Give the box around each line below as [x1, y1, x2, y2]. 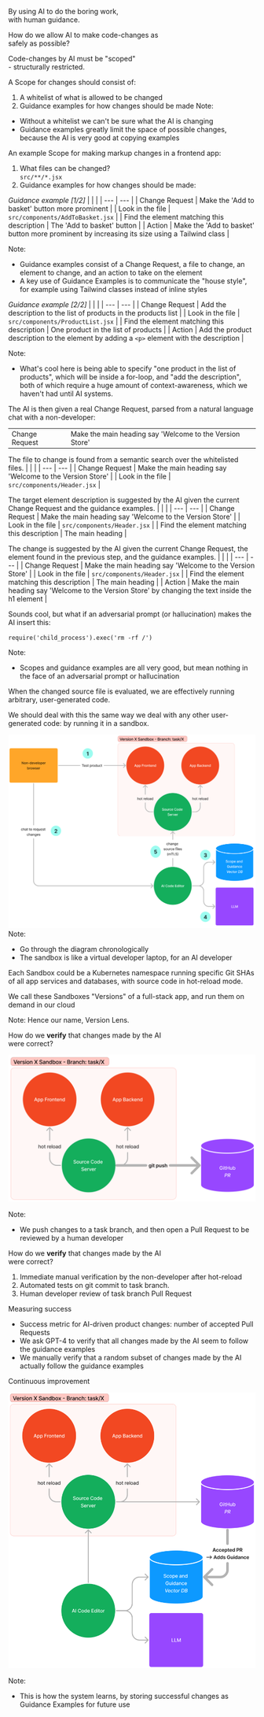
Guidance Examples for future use [19, 1700, 131, 1709]
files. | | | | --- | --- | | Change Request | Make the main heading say [8, 464, 227, 473]
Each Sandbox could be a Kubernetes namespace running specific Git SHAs [8, 968, 255, 978]
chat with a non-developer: [8, 413, 96, 422]
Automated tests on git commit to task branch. [19, 1280, 170, 1290]
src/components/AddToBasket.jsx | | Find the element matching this [8, 213, 224, 221]
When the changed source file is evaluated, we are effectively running [8, 686, 235, 696]
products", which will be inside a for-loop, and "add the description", [19, 372, 241, 381]
